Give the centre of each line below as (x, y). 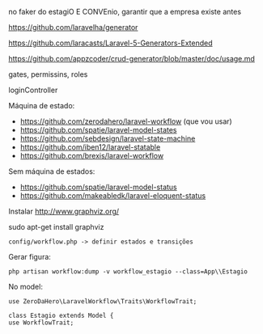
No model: (25, 287)
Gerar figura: (30, 257)
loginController (33, 90)
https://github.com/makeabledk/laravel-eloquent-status (113, 196)
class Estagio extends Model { (61, 315)
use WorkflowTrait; (41, 323)
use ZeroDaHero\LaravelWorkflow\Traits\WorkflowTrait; (103, 302)
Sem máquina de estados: (52, 171)
